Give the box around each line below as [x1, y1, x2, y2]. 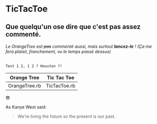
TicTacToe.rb [46, 82, 76, 89]
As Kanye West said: [5, 104, 47, 110]
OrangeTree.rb [8, 82, 41, 89]
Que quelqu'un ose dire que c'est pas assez [5, 23, 141, 31]
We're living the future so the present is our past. [17, 113, 116, 119]
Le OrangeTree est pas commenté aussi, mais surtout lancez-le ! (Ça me [5, 43, 152, 49]
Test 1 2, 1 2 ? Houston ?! [5, 64, 63, 69]
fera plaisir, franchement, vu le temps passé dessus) [5, 49, 111, 55]
